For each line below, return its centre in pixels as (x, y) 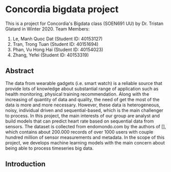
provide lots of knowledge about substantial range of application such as (82, 89)
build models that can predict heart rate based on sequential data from (80, 121)
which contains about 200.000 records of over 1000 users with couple (79, 132)
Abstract (20, 71)
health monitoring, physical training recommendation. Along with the (77, 94)
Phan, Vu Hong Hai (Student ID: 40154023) (58, 49)
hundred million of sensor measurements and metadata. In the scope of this (85, 137)
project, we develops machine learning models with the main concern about (85, 142)
